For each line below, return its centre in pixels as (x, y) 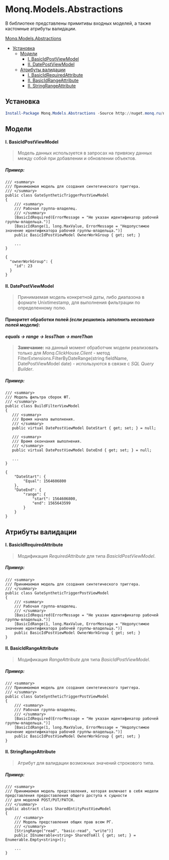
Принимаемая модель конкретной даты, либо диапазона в (81, 297)
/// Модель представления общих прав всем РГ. (64, 822)
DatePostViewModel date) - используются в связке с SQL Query (86, 364)
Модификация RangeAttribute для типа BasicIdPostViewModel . (84, 659)
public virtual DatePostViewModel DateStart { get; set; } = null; (84, 428)
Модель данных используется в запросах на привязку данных (85, 153)
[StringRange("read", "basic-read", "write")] (64, 831)
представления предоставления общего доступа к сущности (66, 796)
